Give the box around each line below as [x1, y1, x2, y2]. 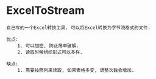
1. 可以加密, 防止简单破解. [17, 43, 79, 49]
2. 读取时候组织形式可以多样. [17, 49, 83, 55]
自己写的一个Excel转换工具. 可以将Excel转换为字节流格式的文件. [6, 25, 151, 31]
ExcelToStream [6, 4, 85, 17]
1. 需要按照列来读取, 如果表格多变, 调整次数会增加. [17, 67, 135, 73]
